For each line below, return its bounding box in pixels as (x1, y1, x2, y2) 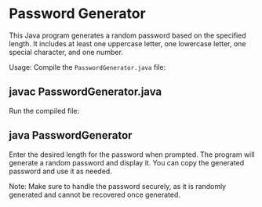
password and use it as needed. (9, 166, 112, 176)
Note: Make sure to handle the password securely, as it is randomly (9, 181, 227, 191)
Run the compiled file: (9, 106, 80, 115)
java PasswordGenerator (9, 129, 133, 142)
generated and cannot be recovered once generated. (9, 190, 181, 199)
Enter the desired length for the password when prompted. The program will (9, 150, 255, 159)
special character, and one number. (9, 47, 124, 56)
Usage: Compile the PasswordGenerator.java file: (9, 62, 166, 71)
